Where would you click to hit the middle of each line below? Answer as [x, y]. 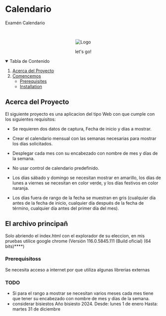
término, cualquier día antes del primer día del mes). [65, 208]
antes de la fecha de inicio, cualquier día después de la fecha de [78, 203]
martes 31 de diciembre [36, 309]
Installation [31, 86]
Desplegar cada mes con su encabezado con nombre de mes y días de [85, 153]
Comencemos [27, 76]
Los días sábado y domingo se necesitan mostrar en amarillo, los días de [86, 178]
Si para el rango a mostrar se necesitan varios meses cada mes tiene [83, 293]
